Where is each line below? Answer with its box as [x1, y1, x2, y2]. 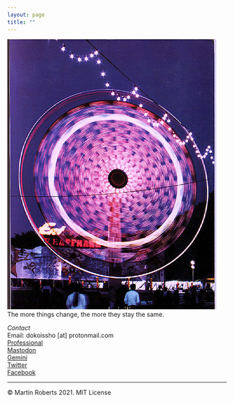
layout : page [7, 11, 45, 18]
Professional [7, 338, 43, 347]
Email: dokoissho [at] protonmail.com [7, 331, 114, 339]
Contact [7, 323, 31, 332]
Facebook [7, 368, 36, 376]
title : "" [7, 18, 36, 26]
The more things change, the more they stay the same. [7, 310, 165, 318]
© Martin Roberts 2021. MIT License [7, 388, 111, 396]
